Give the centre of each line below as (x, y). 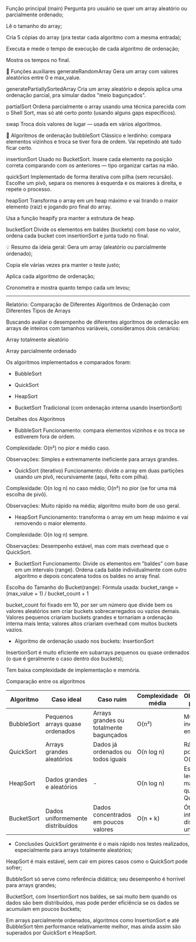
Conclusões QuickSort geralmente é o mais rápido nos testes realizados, (102, 844)
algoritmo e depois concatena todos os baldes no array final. (87, 576)
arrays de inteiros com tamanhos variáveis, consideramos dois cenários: (93, 328)
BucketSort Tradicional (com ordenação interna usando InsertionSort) (98, 407)
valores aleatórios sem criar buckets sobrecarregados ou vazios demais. (93, 611)
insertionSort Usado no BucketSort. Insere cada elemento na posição (89, 159)
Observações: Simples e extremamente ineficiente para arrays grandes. (92, 459)
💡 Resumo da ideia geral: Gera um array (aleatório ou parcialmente (86, 247)
